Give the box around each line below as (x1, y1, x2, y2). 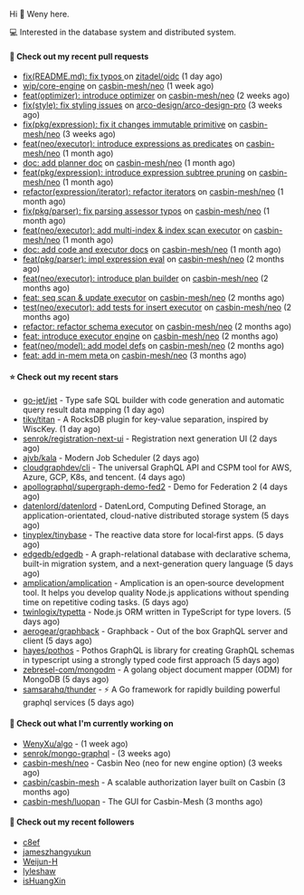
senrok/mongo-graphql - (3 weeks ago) (22, 747, 172, 758)
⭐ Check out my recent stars (9, 371, 119, 382)
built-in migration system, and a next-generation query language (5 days (22, 558, 294, 570)
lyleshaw (22, 865, 56, 876)
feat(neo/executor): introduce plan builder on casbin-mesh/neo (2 (22, 273, 269, 284)
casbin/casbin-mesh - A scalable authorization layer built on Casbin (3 (22, 776, 286, 787)
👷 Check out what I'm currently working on (9, 718, 174, 728)
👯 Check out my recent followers (9, 816, 135, 828)
